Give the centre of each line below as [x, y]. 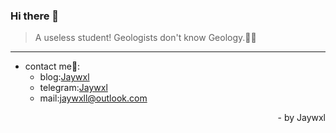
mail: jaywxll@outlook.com [93, 98]
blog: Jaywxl [64, 77]
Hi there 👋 [35, 16]
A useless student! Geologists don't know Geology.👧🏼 [145, 38]
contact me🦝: [52, 66]
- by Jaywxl [301, 118]
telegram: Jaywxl [73, 88]
